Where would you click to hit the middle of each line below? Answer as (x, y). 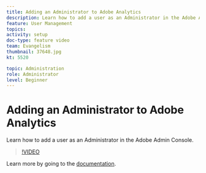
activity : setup (27, 35)
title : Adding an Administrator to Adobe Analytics (74, 12)
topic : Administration (35, 68)
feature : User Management (39, 23)
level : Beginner (27, 80)
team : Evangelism (29, 46)
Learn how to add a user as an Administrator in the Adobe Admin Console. (100, 140)
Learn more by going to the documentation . (61, 164)
